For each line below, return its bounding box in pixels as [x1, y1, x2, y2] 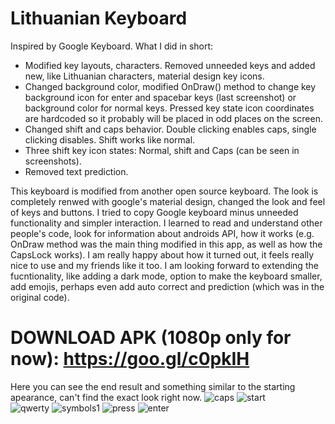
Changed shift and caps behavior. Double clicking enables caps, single [24, 123, 317, 135]
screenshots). [24, 155, 82, 167]
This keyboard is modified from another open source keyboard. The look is [10, 185, 319, 197]
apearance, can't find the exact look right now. [10, 391, 203, 403]
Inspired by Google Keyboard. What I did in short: [10, 40, 214, 52]
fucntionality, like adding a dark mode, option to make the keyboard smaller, [10, 270, 323, 282]
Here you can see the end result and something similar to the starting [10, 380, 296, 392]
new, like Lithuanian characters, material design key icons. [24, 70, 265, 82]
